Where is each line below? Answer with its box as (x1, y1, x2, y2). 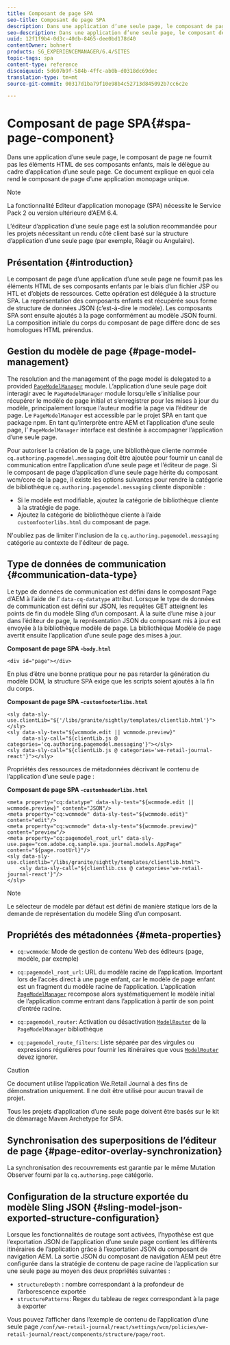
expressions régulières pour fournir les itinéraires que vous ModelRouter (16, 1046, 219, 1054)
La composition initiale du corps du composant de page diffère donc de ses (7, 318, 220, 327)
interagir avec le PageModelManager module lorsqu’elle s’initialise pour (7, 389, 201, 397)
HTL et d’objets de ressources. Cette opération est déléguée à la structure (7, 290, 216, 297)
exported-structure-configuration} (7, 1212, 159, 1224)
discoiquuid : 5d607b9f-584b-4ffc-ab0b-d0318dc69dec (7, 67, 157, 74)
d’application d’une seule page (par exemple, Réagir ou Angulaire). (7, 237, 195, 245)
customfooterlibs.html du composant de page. (16, 517, 151, 526)
